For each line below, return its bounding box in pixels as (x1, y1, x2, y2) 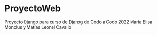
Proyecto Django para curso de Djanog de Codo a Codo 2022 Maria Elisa (4, 19, 153, 25)
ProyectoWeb (4, 3, 61, 14)
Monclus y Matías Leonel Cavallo (4, 24, 72, 30)
